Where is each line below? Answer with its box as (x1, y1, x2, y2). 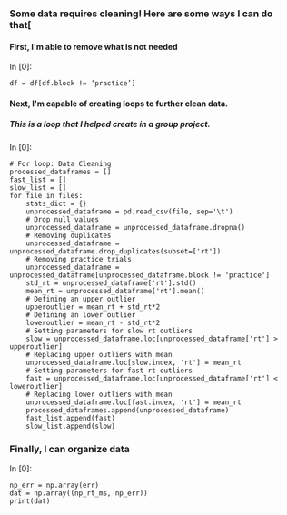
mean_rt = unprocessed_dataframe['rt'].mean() (25, 286, 205, 295)
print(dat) (9, 496, 51, 506)
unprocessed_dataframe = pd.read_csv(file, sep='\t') (25, 207, 233, 216)
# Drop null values (25, 214, 100, 224)
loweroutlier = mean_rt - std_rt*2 (25, 318, 161, 327)
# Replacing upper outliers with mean (25, 350, 173, 359)
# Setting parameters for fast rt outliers (25, 366, 193, 375)
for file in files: (9, 191, 84, 200)
